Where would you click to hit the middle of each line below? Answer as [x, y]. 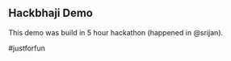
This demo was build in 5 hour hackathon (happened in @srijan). [116, 32]
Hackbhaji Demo [50, 13]
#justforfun [27, 48]
